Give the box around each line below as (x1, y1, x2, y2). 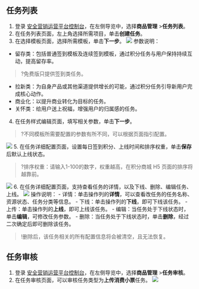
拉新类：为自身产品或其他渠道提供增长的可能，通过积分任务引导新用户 (14, 83, 188, 90)
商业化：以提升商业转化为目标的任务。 (14, 98, 109, 105)
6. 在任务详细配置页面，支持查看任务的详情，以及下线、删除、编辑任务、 (13, 183, 192, 190)
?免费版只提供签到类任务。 (20, 70, 86, 77)
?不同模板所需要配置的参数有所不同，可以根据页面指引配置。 (20, 130, 170, 137)
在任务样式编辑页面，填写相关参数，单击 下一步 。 (14, 118, 135, 125)
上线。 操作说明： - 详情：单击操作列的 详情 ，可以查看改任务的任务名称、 (6, 190, 193, 197)
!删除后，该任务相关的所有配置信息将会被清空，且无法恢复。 (20, 233, 169, 240)
